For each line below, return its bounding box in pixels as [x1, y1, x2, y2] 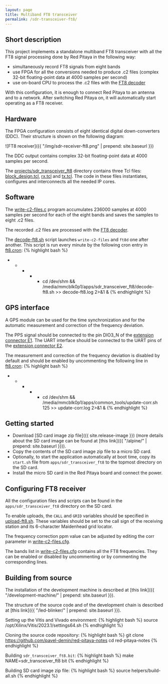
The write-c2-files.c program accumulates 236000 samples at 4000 [5, 206, 147, 212]
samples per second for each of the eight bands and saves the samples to [5, 211, 159, 217]
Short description [5, 35, 62, 44]
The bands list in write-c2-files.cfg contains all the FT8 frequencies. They [5, 548, 157, 554]
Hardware [5, 115, 37, 123]
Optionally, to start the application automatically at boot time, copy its [12, 454, 156, 460]
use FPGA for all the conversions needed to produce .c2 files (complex [12, 69, 159, 75]
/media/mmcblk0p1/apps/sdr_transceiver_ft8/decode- [42, 283, 154, 289]
